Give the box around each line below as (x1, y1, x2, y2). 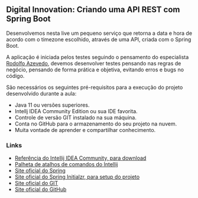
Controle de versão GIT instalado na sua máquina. (14, 114, 137, 121)
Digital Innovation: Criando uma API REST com (6, 5, 180, 15)
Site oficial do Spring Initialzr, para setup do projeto (14, 173, 140, 180)
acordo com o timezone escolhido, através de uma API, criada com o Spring (6, 35, 191, 43)
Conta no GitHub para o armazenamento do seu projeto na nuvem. (14, 120, 177, 127)
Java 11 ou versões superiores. (14, 101, 90, 108)
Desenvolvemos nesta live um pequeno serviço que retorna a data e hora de (6, 29, 193, 37)
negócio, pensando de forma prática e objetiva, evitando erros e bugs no (6, 66, 184, 73)
